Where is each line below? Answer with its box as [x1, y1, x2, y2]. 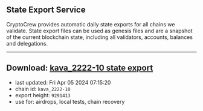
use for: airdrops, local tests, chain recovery [14, 98, 125, 105]
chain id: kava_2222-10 [14, 85, 71, 92]
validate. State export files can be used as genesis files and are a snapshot [6, 27, 193, 34]
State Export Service [6, 5, 86, 15]
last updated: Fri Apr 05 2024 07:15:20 [14, 79, 111, 86]
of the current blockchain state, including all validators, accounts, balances [6, 33, 193, 41]
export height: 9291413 [14, 91, 71, 98]
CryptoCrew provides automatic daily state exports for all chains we [6, 20, 175, 28]
